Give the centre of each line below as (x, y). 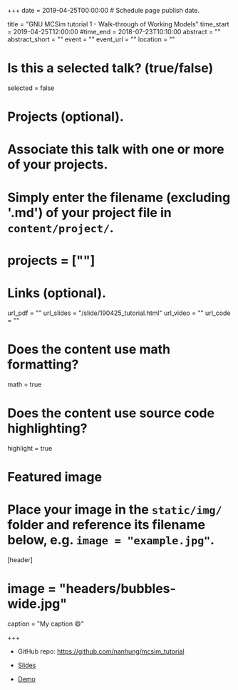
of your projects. (58, 165)
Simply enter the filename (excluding (119, 197)
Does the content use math (89, 349)
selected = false (31, 88)
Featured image (55, 477)
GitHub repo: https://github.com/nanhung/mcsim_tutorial (101, 651)
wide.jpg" (37, 604)
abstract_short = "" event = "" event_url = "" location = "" (92, 39)
